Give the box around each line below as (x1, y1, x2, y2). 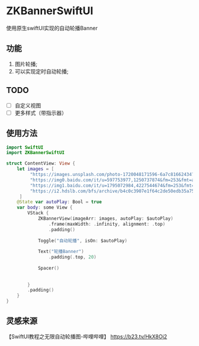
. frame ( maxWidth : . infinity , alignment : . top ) (48, 221, 166, 227)
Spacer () (37, 265, 60, 271)
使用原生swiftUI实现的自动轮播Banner (6, 24, 98, 31)
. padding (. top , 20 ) (48, 254, 97, 260)
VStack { (27, 210, 49, 216)
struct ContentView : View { (6, 161, 76, 166)
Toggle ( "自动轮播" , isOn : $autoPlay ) (37, 238, 127, 244)
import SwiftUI (6, 144, 44, 150)
